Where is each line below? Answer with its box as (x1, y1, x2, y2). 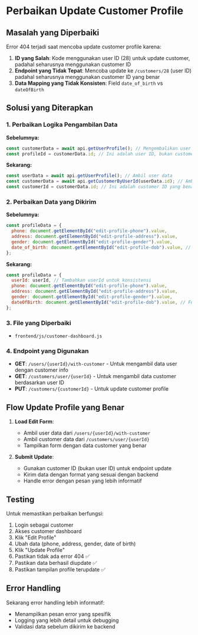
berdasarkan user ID (14, 379, 65, 386)
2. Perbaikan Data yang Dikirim (6, 197, 97, 206)
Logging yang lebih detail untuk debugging (14, 617, 119, 624)
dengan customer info (14, 366, 69, 373)
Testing (6, 494, 35, 504)
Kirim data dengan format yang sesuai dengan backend (23, 471, 159, 478)
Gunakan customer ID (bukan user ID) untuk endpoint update (23, 465, 172, 472)
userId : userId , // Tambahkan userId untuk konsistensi (11, 277, 151, 283)
